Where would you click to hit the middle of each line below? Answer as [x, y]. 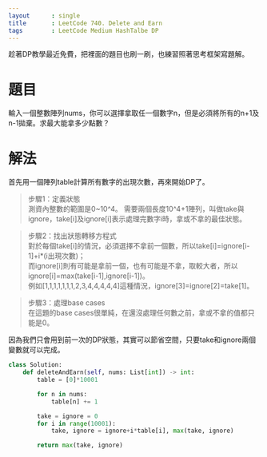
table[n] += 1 [74, 401]
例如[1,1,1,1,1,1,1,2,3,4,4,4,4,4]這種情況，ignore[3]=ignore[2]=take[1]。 [141, 286]
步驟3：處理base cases [66, 303]
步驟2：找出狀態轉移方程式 [72, 236]
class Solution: [35, 365]
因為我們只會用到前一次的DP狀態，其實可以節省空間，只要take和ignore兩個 [132, 340]
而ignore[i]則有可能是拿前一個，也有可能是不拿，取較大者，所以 [133, 266]
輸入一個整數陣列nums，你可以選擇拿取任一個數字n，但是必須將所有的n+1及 [134, 113]
